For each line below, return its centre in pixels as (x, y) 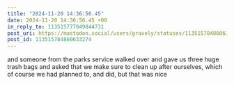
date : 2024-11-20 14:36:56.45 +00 (57, 20)
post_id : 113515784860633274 (49, 40)
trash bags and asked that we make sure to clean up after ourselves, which (115, 67)
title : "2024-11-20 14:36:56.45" (56, 14)
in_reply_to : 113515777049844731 (56, 26)
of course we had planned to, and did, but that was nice (87, 75)
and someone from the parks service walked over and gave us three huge (113, 59)
